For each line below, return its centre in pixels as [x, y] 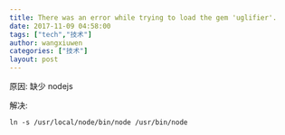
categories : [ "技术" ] [49, 51]
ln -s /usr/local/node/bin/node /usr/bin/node [99, 122]
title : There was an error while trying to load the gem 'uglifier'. [143, 18]
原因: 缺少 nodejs [42, 86]
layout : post [34, 59]
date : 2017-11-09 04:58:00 [60, 26]
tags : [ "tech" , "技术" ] [51, 34]
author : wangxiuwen [46, 43]
